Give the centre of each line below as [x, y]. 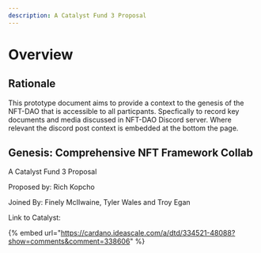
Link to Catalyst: [34, 217]
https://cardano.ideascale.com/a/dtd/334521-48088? [148, 233]
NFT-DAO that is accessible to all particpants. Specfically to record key [124, 111]
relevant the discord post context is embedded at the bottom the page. [123, 128]
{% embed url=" [35, 233]
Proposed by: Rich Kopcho [51, 187]
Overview [41, 54]
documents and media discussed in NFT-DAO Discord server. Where [120, 119]
